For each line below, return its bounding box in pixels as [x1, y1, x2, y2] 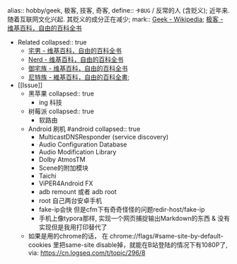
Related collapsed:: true [17, 38, 87, 46]
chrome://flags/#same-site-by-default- [109, 232, 224, 240]
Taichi [38, 172, 57, 180]
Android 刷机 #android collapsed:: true [28, 125, 141, 133]
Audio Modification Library [38, 148, 117, 156]
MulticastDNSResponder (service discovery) [38, 133, 169, 141]
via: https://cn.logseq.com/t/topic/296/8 [28, 248, 146, 257]
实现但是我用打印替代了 [38, 223, 108, 231]
